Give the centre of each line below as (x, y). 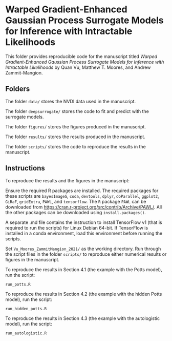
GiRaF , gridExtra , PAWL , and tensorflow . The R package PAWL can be (76, 201)
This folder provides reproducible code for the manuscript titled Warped (81, 56)
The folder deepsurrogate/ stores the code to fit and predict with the (77, 111)
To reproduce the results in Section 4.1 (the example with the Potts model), (84, 269)
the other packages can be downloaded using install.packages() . (76, 212)
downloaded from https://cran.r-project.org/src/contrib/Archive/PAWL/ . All (84, 207)
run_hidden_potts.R (26, 309)
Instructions (25, 168)
